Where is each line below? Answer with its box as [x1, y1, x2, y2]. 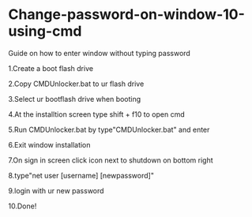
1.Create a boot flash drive [8, 63, 93, 73]
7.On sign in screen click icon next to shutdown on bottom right [8, 155, 213, 165]
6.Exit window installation [8, 140, 91, 149]
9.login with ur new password [8, 185, 104, 195]
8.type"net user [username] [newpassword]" [8, 170, 154, 180]
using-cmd [8, 22, 82, 40]
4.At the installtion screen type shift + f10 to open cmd [8, 109, 186, 119]
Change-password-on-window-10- [8, 6, 245, 24]
